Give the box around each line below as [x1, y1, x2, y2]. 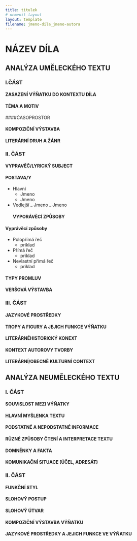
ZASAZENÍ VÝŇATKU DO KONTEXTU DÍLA [5, 91, 96, 98]
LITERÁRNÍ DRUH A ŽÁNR [5, 138, 61, 144]
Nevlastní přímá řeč [12, 258, 54, 264]
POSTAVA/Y [5, 174, 31, 180]
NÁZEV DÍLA [5, 44, 60, 55]
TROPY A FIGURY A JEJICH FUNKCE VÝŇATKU [5, 324, 107, 330]
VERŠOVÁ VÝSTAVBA [5, 287, 53, 293]
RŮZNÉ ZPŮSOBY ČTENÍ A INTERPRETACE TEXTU [5, 436, 113, 442]
